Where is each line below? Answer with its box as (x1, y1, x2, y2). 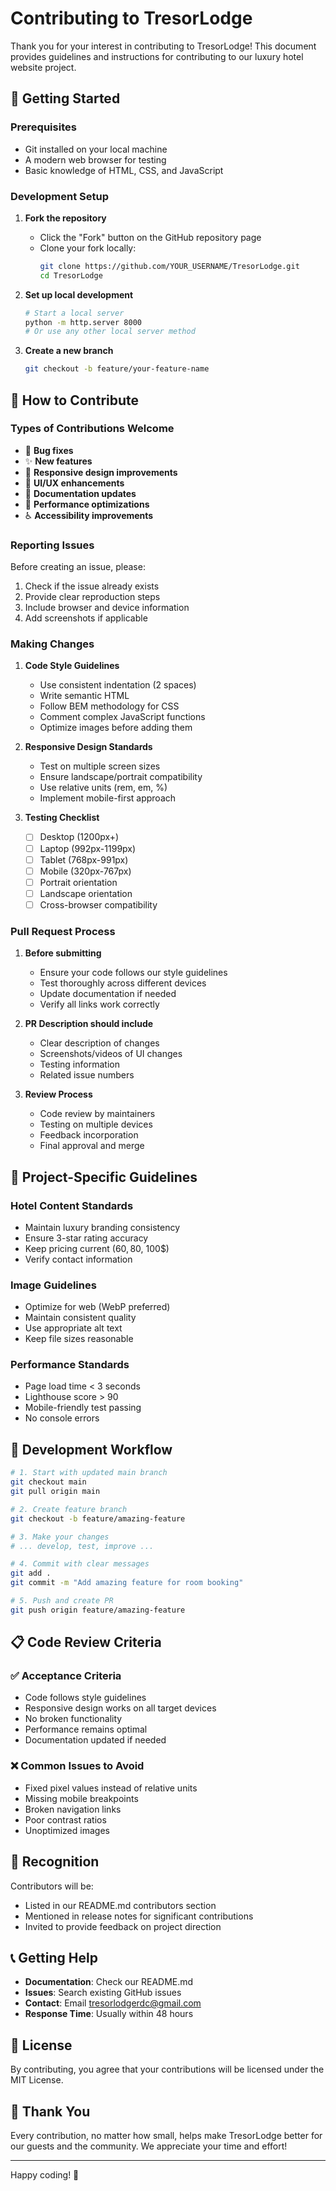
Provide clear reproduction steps (24, 591, 161, 603)
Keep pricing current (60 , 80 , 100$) (24, 1242, 170, 1254)
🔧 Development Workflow (10, 1441, 173, 1458)
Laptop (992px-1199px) (39, 842, 137, 854)
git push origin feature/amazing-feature (10, 1605, 186, 1615)
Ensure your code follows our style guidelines (39, 967, 228, 979)
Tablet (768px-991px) (39, 853, 129, 866)
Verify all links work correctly (39, 998, 160, 1011)
